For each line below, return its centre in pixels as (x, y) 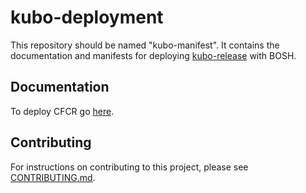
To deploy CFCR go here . (62, 111)
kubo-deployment (87, 17)
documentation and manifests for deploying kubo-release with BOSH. (153, 55)
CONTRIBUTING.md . (53, 177)
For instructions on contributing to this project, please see (129, 167)
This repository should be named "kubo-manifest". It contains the (145, 45)
